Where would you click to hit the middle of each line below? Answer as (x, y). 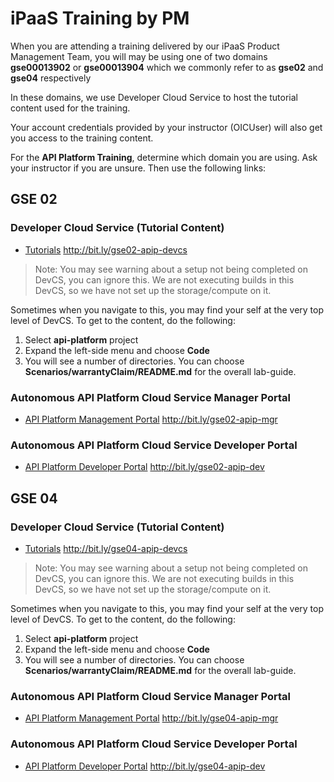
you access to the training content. (82, 138)
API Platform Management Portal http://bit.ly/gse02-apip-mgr (151, 419)
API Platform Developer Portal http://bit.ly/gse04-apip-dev (145, 766)
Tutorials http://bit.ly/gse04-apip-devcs (106, 548)
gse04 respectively (51, 78)
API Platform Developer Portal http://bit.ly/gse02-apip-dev (144, 467)
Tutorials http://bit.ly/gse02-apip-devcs (106, 249)
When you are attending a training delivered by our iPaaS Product (145, 46)
